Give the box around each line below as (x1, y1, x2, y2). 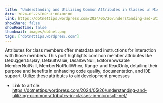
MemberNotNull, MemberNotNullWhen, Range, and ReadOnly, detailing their (5, 62, 158, 68)
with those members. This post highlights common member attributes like (5, 52, 152, 58)
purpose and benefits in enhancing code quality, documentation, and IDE (5, 68, 151, 74)
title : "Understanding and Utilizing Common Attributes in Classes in (5, 7, 151, 12)
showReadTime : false (5, 25, 47, 30)
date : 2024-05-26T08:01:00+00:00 (5, 12, 73, 16)
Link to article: (12, 82, 41, 88)
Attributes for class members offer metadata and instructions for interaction (5, 47, 156, 53)
